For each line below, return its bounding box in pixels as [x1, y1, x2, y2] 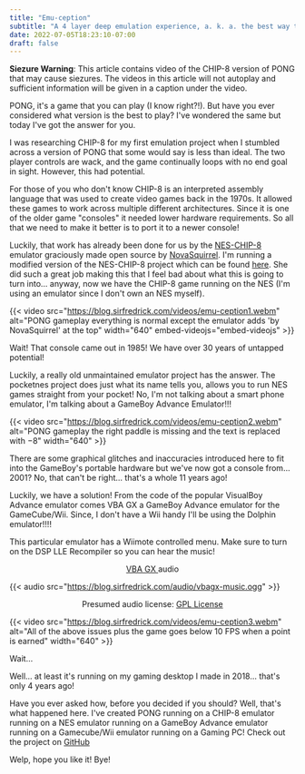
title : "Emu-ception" [9, 13, 92, 23]
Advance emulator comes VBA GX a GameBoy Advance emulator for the [9, 500, 280, 511]
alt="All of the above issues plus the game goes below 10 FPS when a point [9, 626, 290, 637]
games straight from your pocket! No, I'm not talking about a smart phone [9, 389, 285, 400]
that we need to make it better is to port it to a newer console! [9, 222, 240, 233]
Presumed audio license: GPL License [81, 599, 224, 610]
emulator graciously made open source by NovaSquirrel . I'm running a [9, 250, 272, 260]
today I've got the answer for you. [9, 120, 136, 131]
